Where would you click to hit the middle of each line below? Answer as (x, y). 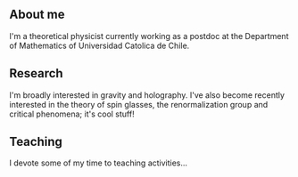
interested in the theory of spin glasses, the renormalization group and (139, 104)
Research (37, 73)
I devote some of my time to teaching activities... (99, 163)
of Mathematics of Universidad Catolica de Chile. (99, 45)
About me (37, 15)
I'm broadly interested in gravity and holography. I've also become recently (147, 95)
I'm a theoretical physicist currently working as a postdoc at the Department (149, 36)
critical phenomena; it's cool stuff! (72, 114)
